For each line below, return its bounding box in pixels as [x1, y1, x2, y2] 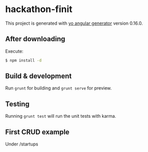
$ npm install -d [5, 58, 42, 63]
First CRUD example [5, 127, 70, 136]
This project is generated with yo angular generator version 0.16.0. [5, 20, 143, 26]
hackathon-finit [5, 4, 73, 15]
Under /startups [5, 141, 38, 147]
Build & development [5, 72, 72, 81]
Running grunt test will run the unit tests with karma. [5, 113, 116, 119]
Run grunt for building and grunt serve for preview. [5, 85, 112, 91]
